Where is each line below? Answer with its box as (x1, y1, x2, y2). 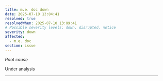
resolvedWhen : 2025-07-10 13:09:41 (5, 20, 77, 26)
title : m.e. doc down (5, 7, 49, 12)
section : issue (5, 43, 36, 48)
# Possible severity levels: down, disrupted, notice (5, 25, 116, 30)
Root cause (5, 56, 28, 62)
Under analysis (5, 66, 35, 72)
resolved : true (5, 16, 36, 21)
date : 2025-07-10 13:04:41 (5, 12, 60, 16)
